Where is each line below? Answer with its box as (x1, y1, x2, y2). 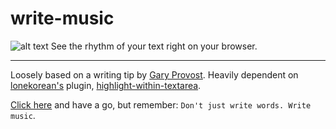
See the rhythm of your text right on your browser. (50, 40, 258, 52)
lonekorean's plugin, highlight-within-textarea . (10, 79, 202, 91)
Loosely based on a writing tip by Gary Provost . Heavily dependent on (10, 68, 299, 81)
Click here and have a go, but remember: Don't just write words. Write (10, 98, 312, 111)
